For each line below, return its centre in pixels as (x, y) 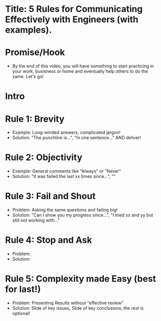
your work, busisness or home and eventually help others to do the (80, 71)
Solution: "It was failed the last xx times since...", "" (64, 176)
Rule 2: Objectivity (44, 158)
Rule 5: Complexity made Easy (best (80, 279)
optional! (21, 313)
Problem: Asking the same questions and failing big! (65, 210)
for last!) (23, 289)
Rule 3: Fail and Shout (50, 196)
